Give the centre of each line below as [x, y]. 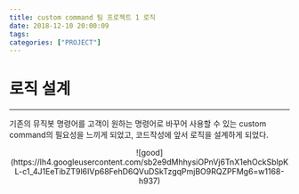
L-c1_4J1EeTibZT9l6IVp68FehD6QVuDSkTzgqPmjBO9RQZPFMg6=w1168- [149, 172]
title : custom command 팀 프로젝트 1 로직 [82, 17]
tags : [19, 34]
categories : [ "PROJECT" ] [55, 42]
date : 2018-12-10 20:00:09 [59, 26]
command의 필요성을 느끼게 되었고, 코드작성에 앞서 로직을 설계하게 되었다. [139, 135]
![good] [149, 153]
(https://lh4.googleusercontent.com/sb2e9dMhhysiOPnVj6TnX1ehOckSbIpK [149, 162]
